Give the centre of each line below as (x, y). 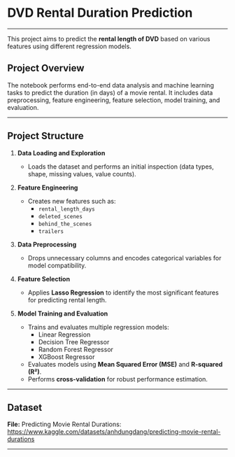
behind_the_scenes (65, 224)
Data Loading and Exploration (61, 153)
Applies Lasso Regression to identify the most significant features (123, 293)
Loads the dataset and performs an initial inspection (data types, (121, 167)
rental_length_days (67, 209)
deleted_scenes (60, 216)
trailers (51, 231)
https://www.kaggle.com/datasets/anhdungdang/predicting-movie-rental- (114, 432)
